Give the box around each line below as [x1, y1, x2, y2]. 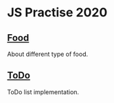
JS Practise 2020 [7, 5, 108, 20]
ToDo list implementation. [7, 87, 80, 96]
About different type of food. [7, 50, 89, 58]
